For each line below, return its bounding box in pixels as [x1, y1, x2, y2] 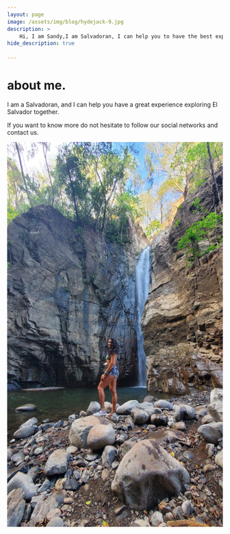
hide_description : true [7, 40, 75, 47]
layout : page [7, 11, 44, 18]
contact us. [7, 128, 39, 137]
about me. [7, 78, 66, 93]
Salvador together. [7, 107, 60, 116]
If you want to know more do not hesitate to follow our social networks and [7, 121, 218, 129]
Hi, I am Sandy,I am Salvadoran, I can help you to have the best [19, 33, 213, 40]
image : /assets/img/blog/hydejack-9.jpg [7, 18, 125, 25]
